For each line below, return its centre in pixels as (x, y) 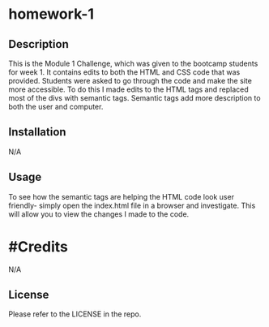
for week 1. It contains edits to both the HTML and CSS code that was (124, 72)
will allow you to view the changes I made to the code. (99, 214)
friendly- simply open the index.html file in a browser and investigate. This (132, 205)
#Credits (38, 246)
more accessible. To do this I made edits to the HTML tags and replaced (128, 89)
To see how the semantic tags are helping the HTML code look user (122, 196)
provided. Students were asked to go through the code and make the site (130, 81)
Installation (37, 132)
